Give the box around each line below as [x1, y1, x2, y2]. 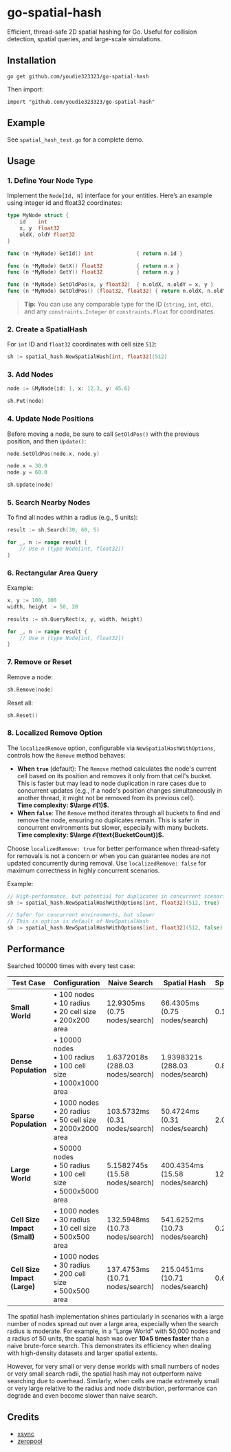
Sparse [10, 1110, 35, 1120]
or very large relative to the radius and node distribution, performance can [7, 1384, 217, 1392]
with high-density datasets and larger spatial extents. [7, 1349, 158, 1357]
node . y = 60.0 [7, 469, 48, 476]
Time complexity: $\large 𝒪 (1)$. [16, 801, 110, 809]
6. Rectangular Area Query [7, 568, 98, 577]
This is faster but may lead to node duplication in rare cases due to [16, 779, 207, 787]
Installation [7, 55, 56, 67]
